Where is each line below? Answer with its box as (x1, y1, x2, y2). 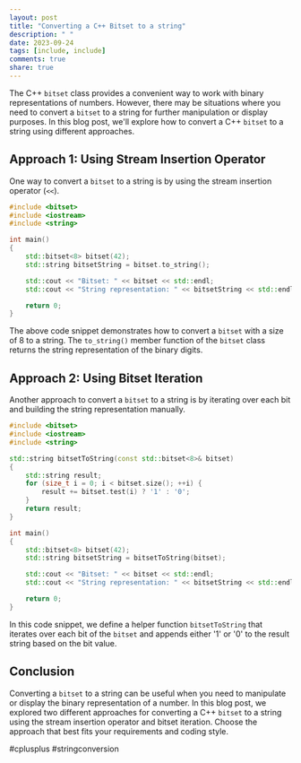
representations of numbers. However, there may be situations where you (9, 97, 281, 108)
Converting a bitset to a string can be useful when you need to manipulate (9, 688, 287, 698)
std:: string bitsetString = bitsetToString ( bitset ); (25, 553, 227, 563)
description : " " (9, 30, 74, 39)
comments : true (9, 55, 66, 64)
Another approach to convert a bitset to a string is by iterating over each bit (9, 395, 291, 405)
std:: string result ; (25, 471, 102, 480)
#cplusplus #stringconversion (9, 743, 119, 754)
